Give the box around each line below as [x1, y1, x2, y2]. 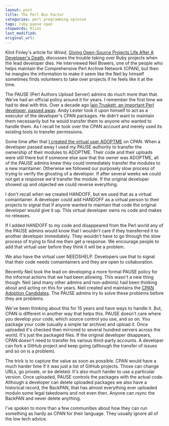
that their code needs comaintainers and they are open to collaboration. [5, 259, 154, 265]
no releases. [5, 212, 31, 218]
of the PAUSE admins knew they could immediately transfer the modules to [5, 160, 161, 166]
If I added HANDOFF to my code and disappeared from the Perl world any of [5, 222, 163, 228]
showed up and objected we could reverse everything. [5, 181, 118, 187]
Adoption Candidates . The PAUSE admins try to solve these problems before [5, 290, 164, 296]
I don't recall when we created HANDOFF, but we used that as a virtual [5, 191, 152, 197]
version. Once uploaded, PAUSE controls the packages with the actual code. [5, 374, 163, 380]
